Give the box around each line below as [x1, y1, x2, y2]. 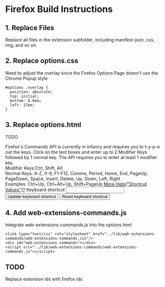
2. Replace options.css [5, 57, 78, 65]
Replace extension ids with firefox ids [5, 276, 83, 282]
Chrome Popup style [5, 75, 48, 81]
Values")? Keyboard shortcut [5, 187, 65, 193]
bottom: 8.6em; [10, 98, 42, 103]
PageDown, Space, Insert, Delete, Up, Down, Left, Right [5, 176, 121, 182]
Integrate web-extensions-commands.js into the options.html [5, 222, 132, 228]
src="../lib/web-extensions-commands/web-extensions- [23, 245, 138, 250]
